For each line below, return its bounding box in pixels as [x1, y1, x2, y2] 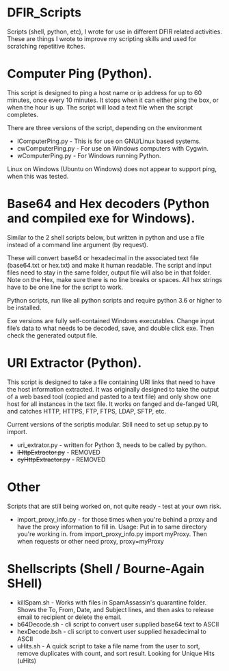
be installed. [7, 303, 42, 312]
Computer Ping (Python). [7, 66, 152, 81]
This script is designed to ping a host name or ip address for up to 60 [7, 88, 202, 97]
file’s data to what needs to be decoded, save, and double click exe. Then [7, 324, 214, 332]
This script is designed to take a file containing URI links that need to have [7, 378, 215, 386]
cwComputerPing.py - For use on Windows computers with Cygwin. [16, 144, 209, 152]
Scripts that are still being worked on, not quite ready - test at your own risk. [7, 502, 222, 510]
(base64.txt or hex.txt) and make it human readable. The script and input [7, 261, 212, 269]
